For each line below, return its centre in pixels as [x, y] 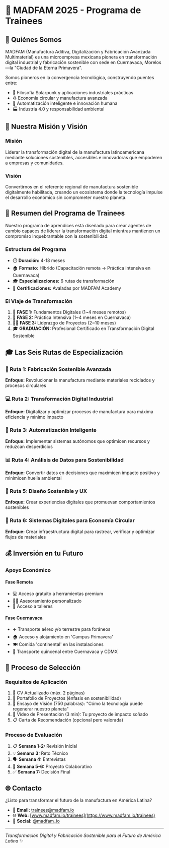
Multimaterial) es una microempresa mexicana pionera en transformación [81, 57]
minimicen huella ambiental [33, 478]
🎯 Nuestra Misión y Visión [47, 127]
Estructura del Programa [36, 249]
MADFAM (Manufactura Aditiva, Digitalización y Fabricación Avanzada [78, 52]
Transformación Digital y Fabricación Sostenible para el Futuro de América [83, 835]
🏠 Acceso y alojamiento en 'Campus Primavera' [63, 637]
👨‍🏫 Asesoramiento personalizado [47, 601]
